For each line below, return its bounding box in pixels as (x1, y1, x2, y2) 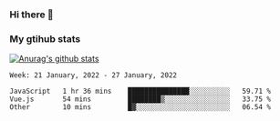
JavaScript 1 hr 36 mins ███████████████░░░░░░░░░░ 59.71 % (9, 86, 272, 96)
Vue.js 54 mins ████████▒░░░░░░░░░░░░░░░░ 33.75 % (9, 95, 272, 104)
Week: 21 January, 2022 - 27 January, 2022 (9, 71, 178, 80)
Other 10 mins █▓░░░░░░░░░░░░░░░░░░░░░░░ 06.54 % (9, 103, 272, 112)
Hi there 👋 (9, 8, 55, 21)
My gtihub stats (9, 32, 81, 45)
